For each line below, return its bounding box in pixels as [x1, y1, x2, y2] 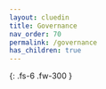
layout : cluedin [9, 12, 69, 22]
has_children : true [9, 46, 82, 55]
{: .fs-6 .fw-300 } [9, 70, 73, 81]
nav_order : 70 [9, 29, 62, 38]
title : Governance [9, 21, 77, 30]
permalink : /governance [9, 37, 98, 47]
